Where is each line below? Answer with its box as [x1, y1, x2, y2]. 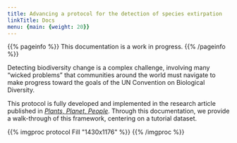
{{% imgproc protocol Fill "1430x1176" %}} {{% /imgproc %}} [7, 128, 185, 137]
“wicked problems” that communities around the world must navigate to [7, 71, 217, 79]
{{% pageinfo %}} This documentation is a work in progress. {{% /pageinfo [7, 43, 226, 51]
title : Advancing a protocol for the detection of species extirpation [7, 10, 222, 18]
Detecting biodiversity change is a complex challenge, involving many [7, 64, 210, 72]
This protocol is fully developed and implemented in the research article [7, 100, 217, 108]
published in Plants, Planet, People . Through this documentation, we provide [7, 107, 230, 116]
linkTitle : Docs [7, 17, 55, 24]
